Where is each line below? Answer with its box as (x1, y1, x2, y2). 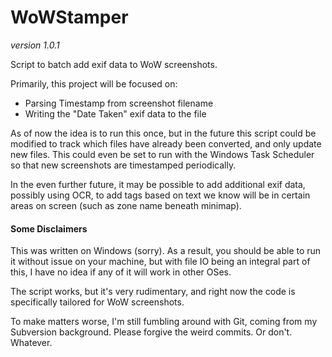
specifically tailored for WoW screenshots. (10, 296, 185, 308)
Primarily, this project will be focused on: (10, 77, 178, 90)
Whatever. (10, 337, 53, 349)
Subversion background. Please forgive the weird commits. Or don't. (10, 326, 293, 338)
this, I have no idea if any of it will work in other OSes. (10, 266, 232, 278)
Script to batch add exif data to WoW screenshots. (10, 58, 218, 70)
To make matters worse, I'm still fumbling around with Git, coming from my (10, 316, 318, 328)
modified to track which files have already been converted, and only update (10, 137, 322, 150)
